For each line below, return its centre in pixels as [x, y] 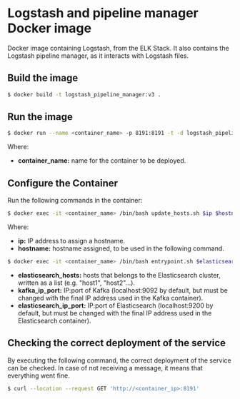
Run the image [40, 117]
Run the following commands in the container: [75, 201]
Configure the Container [63, 183]
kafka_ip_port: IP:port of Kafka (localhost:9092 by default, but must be [123, 290]
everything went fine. [39, 375]
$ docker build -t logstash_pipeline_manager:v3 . [84, 94]
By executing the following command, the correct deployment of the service [120, 360]
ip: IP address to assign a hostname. [71, 241]
